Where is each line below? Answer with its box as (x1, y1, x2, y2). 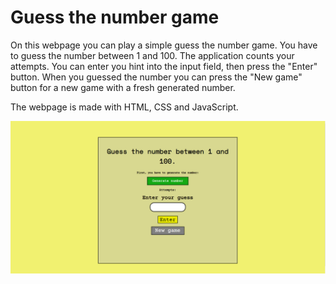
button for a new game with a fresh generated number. (10, 81, 236, 93)
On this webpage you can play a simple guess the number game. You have (10, 39, 318, 51)
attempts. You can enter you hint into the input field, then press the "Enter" (10, 60, 318, 72)
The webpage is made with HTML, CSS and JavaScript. (10, 101, 239, 113)
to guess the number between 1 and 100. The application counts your (10, 49, 295, 61)
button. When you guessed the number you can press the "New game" (10, 71, 303, 83)
